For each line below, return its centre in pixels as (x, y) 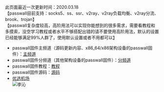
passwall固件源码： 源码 (36, 72)
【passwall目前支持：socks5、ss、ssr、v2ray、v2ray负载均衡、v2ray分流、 (82, 13)
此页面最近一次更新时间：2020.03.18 (42, 7)
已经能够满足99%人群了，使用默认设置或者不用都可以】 (61, 37)
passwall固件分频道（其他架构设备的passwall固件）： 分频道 (71, 60)
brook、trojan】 (21, 19)
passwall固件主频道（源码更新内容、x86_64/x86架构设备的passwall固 (82, 48)
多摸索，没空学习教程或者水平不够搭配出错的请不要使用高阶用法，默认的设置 (82, 31)
